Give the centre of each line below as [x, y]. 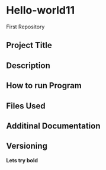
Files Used [26, 106]
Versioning [27, 146]
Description [28, 65]
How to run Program [44, 86]
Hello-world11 [41, 10]
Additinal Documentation [53, 126]
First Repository [25, 27]
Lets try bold [22, 160]
